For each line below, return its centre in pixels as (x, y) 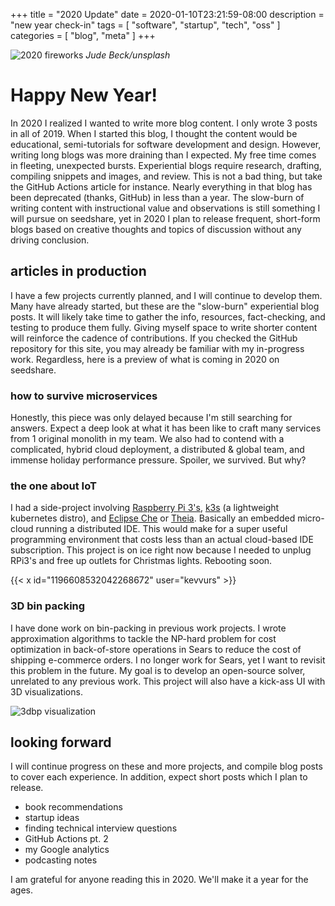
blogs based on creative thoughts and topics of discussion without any (156, 229)
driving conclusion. (50, 240)
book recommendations (73, 807)
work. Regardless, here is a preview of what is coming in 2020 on (145, 359)
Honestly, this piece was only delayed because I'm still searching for (151, 418)
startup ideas (52, 818)
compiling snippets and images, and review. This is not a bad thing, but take (166, 176)
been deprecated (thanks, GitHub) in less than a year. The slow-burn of (157, 197)
